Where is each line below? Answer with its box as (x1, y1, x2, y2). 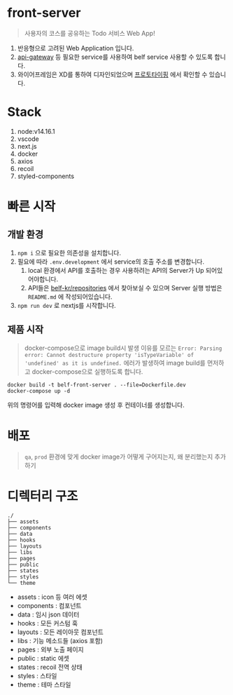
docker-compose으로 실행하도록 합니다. (31, 367, 143, 376)
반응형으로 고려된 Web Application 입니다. (17, 43, 134, 52)
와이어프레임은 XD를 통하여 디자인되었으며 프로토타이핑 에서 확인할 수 (17, 70, 208, 79)
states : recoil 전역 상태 (17, 663, 83, 671)
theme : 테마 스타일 (17, 680, 71, 689)
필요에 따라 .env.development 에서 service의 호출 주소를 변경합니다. (17, 257, 205, 266)
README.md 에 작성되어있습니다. (27, 292, 113, 301)
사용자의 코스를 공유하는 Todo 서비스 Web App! (24, 29, 155, 37)
